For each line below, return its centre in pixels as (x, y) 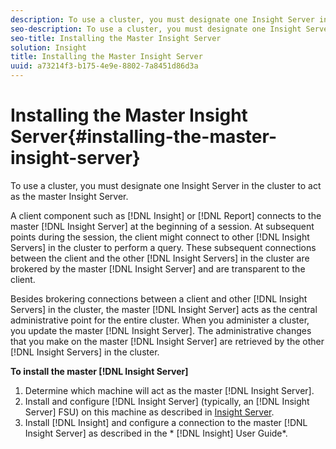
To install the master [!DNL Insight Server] (99, 371)
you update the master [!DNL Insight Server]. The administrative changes (161, 330)
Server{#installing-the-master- (144, 137)
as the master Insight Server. (69, 196)
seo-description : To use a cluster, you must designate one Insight (156, 29)
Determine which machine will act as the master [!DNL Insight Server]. (169, 390)
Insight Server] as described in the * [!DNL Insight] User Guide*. (156, 433)
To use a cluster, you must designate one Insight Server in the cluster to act (166, 185)
